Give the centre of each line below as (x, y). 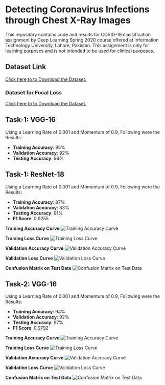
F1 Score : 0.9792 (30, 328)
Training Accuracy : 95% (39, 147)
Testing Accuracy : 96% (38, 158)
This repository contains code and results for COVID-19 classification (78, 34)
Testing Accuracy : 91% (38, 213)
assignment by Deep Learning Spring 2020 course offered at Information (82, 40)
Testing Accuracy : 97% (38, 323)
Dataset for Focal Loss (34, 92)
